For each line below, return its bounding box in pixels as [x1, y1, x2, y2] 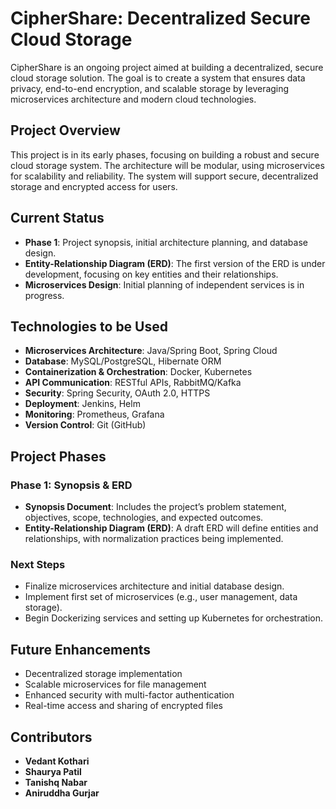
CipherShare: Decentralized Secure [10, 7, 311, 30]
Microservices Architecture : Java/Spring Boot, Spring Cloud [24, 345, 278, 357]
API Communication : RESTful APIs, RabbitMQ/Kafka [24, 377, 242, 389]
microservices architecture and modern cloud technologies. [10, 93, 257, 105]
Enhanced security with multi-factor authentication [24, 689, 235, 701]
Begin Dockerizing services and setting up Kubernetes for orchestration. [24, 612, 323, 624]
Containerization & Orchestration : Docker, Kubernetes [24, 366, 253, 378]
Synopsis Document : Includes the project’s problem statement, [24, 501, 287, 513]
